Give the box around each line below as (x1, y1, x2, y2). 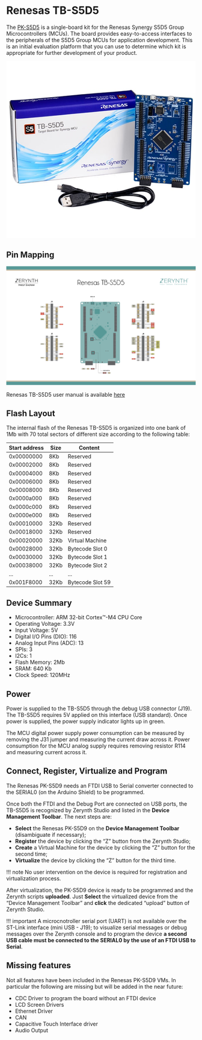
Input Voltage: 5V (14, 626, 58, 634)
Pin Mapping (6, 250, 55, 260)
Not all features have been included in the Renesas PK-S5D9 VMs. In (6, 976, 176, 983)
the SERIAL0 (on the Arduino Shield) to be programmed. (6, 788, 145, 796)
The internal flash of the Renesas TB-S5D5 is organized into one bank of (6, 424, 186, 432)
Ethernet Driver (14, 1007, 53, 1015)
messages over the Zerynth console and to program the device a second (6, 930, 188, 938)
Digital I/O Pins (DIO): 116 (14, 633, 77, 640)
